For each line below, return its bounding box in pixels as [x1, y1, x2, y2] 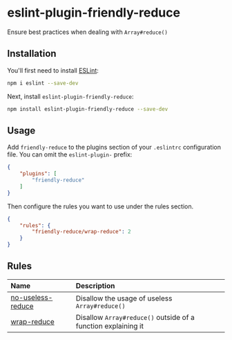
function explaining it [75, 321, 144, 330]
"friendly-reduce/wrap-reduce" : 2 [32, 229, 131, 235]
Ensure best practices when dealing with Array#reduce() [7, 28, 168, 36]
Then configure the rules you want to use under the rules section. [7, 202, 194, 211]
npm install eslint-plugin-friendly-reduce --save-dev [7, 105, 168, 112]
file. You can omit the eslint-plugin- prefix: [7, 150, 133, 159]
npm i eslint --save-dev [7, 80, 79, 87]
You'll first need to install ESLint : [7, 66, 99, 74]
